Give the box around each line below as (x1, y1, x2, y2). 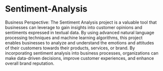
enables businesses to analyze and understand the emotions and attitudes (5, 40, 154, 45)
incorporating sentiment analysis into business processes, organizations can (5, 50, 159, 56)
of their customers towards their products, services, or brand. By (5, 45, 135, 51)
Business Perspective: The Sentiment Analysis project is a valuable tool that (5, 19, 157, 25)
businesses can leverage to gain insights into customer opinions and (5, 24, 143, 30)
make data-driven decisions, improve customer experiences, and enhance (5, 55, 154, 61)
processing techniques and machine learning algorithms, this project (5, 35, 143, 41)
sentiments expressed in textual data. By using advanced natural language (5, 29, 155, 35)
